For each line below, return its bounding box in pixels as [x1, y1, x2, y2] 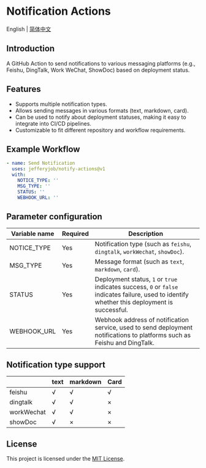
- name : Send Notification [6, 160, 75, 167]
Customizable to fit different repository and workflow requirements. [15, 126, 186, 134]
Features [6, 84, 41, 94]
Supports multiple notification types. [15, 100, 107, 108]
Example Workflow [6, 144, 80, 154]
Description [128, 230, 164, 238]
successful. [94, 306, 128, 314]
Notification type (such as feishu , [94, 240, 192, 249]
